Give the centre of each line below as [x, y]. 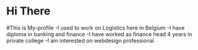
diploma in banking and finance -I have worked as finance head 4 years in [99, 34]
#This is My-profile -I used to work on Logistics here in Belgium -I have [95, 28]
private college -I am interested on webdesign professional [80, 40]
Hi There [28, 11]
